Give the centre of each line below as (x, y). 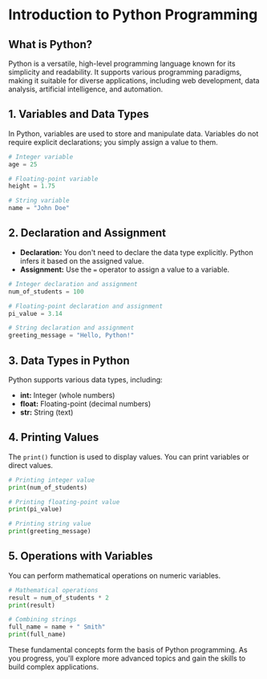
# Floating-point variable (53, 179)
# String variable (39, 201)
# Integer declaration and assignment (73, 284)
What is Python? (51, 44)
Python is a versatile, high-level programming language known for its (122, 63)
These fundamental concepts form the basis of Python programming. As (128, 650)
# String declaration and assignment (71, 328)
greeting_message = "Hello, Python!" (71, 335)
